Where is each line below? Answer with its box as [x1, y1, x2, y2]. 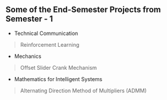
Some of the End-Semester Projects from [5, 5, 161, 15]
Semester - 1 [5, 14, 53, 24]
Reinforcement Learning [20, 41, 80, 48]
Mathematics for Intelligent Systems [14, 75, 102, 82]
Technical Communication [14, 30, 78, 37]
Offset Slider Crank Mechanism [20, 64, 97, 71]
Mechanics [14, 53, 42, 60]
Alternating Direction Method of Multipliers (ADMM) [20, 87, 147, 94]
